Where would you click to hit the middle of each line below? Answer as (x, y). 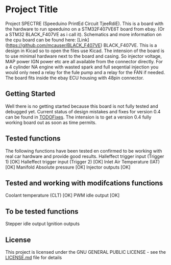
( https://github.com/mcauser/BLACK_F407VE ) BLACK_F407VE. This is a (81, 45)
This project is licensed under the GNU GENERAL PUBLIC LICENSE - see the (86, 252)
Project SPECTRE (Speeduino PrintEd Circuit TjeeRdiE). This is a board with (84, 23)
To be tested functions (42, 211)
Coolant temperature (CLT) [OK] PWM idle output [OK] (63, 196)
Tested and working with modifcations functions (84, 183)
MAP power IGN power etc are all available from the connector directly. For (84, 61)
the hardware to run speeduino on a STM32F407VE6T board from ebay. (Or (85, 29)
